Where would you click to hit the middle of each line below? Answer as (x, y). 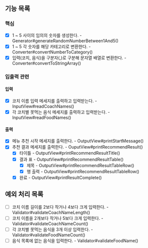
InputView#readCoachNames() (43, 106)
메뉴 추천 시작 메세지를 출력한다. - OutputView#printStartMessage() (78, 141)
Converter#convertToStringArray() (46, 63)
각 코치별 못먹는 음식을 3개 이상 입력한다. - (52, 229)
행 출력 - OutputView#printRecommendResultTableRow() (83, 171)
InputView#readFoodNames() (41, 117)
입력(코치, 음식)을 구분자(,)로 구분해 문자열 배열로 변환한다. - (69, 58)
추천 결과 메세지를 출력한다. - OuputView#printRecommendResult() (77, 147)
